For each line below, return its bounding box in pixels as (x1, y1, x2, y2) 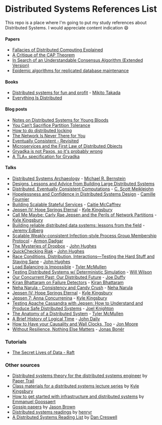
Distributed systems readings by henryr (12, 409, 92, 415)
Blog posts (5, 106, 27, 112)
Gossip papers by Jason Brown (12, 404, 76, 410)
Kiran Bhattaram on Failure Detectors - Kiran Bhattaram (12, 279, 124, 285)
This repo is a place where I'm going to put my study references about (5, 20, 147, 25)
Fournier (12, 196, 29, 202)
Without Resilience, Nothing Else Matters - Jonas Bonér (12, 326, 125, 332)
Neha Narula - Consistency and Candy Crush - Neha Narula (12, 285, 133, 291)
